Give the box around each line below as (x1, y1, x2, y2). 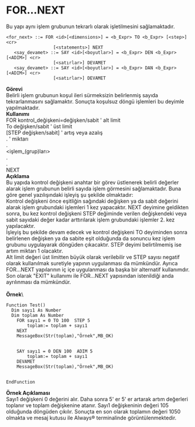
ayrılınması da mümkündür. (6, 278, 71, 285)
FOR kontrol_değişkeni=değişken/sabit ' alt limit (6, 117, 121, 124)
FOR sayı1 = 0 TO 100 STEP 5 (16, 317, 91, 323)
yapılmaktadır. (6, 104, 40, 111)
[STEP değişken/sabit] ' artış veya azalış (6, 129, 103, 136)
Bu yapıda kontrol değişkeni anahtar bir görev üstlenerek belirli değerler (6, 179, 179, 186)
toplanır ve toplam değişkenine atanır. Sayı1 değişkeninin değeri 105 (6, 402, 169, 409)
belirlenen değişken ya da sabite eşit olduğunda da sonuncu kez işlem (6, 235, 176, 242)
